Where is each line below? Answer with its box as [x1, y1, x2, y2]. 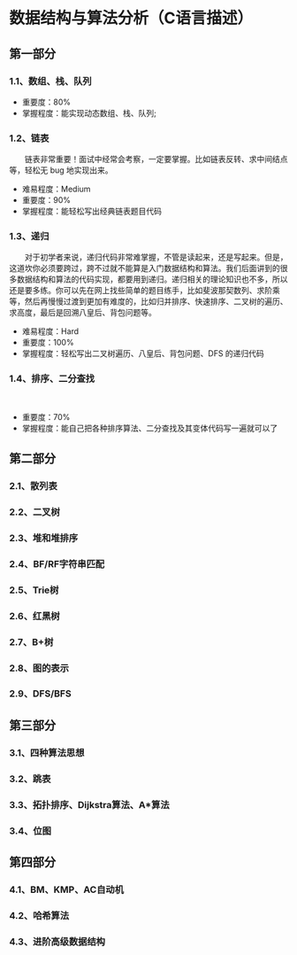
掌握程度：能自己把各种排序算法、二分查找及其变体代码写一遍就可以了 [21, 423, 278, 433]
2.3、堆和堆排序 [9, 532, 79, 544]
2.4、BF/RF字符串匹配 [9, 557, 105, 570]
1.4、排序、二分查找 [9, 373, 95, 385]
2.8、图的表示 [9, 662, 69, 674]
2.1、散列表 [9, 480, 57, 493]
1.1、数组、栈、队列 [9, 74, 92, 87]
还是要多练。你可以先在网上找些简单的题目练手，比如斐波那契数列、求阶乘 [9, 285, 280, 296]
